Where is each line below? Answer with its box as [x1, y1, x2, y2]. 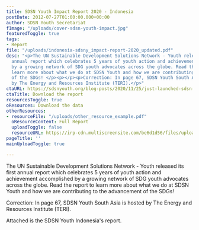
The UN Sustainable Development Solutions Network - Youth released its [6, 162, 184, 170]
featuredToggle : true [6, 31, 60, 37]
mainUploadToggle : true [6, 140, 65, 147]
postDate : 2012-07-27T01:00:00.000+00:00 [6, 14, 110, 20]
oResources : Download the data [6, 102, 84, 108]
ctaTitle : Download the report [6, 91, 84, 97]
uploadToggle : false [11, 124, 62, 130]
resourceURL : [11, 130, 44, 136]
